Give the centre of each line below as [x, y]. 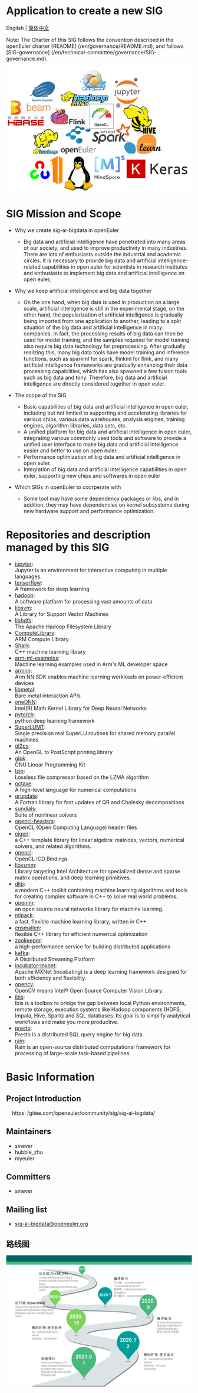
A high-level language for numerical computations [75, 790]
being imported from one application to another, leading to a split [102, 321]
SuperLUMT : [30, 727]
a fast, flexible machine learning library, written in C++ [80, 921]
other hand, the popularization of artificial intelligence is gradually [103, 315]
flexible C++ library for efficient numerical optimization [81, 934]
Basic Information [51, 1077]
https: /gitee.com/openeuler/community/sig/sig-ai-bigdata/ [83, 1113]
